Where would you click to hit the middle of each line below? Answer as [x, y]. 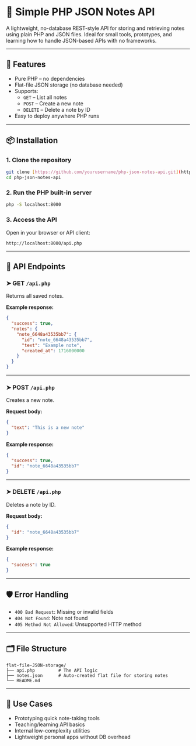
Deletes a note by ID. [31, 504]
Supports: [26, 91]
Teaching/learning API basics [50, 724]
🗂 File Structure [36, 649]
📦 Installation [32, 141]
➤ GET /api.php [28, 283]
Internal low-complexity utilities [52, 730]
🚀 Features [26, 65]
